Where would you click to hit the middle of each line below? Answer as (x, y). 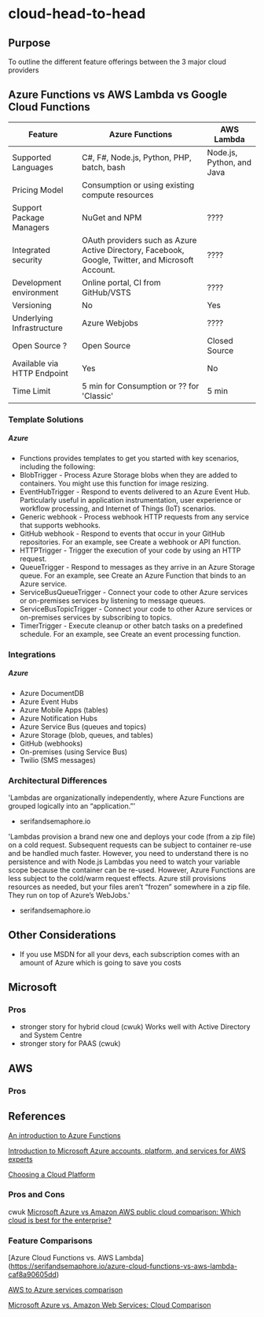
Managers (31, 227)
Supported (32, 157)
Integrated (31, 250)
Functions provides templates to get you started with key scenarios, (129, 458)
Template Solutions (46, 419)
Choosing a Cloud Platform (52, 1174)
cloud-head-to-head (77, 14)
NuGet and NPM (112, 218)
